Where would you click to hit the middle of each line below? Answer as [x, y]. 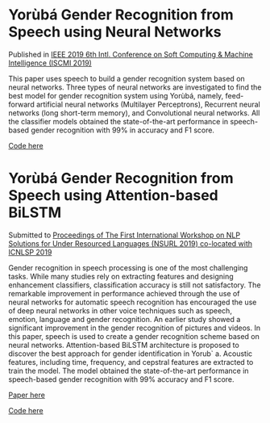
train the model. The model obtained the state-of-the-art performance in [129, 371]
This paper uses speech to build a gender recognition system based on [127, 78]
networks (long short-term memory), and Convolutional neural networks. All [134, 113]
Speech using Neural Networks [115, 32]
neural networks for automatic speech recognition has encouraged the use [133, 302]
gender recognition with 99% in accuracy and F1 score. [123, 130]
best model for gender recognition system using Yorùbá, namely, [116, 95]
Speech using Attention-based [114, 196]
